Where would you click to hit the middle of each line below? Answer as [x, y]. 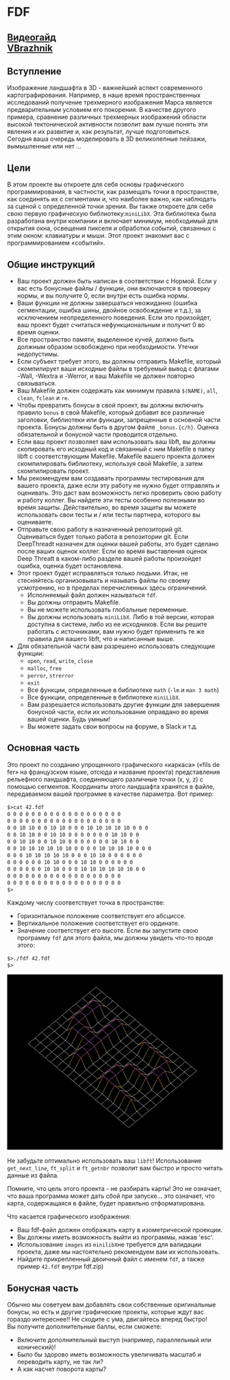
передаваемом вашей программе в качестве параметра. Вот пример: [111, 794]
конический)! [36, 1347]
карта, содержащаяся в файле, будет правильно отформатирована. [106, 1203]
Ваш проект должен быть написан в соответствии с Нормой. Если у [117, 281]
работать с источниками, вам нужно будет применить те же [116, 632]
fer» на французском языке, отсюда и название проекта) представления [114, 772]
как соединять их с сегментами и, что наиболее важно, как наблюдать [112, 199]
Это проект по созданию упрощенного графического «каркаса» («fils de [114, 764]
